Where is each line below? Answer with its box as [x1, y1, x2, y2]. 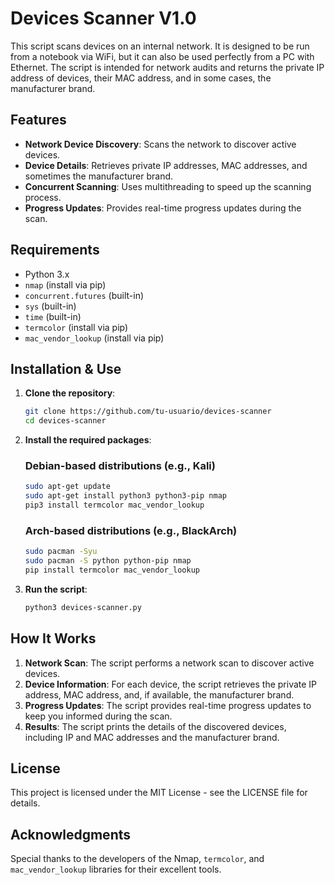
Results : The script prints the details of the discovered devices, [24, 720, 287, 732]
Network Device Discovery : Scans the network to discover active [24, 138, 297, 150]
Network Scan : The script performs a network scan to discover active [24, 657, 315, 669]
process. [24, 191, 62, 203]
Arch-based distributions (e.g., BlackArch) [24, 523, 238, 537]
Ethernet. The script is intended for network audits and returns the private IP [10, 61, 325, 73]
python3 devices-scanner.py [24, 602, 142, 612]
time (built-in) [24, 310, 82, 322]
